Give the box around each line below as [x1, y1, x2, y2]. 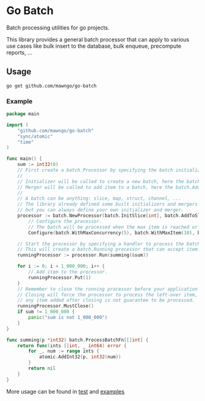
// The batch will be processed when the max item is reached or [28, 224, 198, 230]
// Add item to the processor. [28, 269, 108, 275]
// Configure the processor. [28, 218, 103, 224]
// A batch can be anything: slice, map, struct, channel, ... [17, 195, 182, 202]
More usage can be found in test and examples [6, 388, 125, 395]
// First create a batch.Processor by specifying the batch [17, 167, 173, 173]
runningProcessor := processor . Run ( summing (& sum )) [17, 252, 149, 258]
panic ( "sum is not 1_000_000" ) [28, 315, 108, 321]
